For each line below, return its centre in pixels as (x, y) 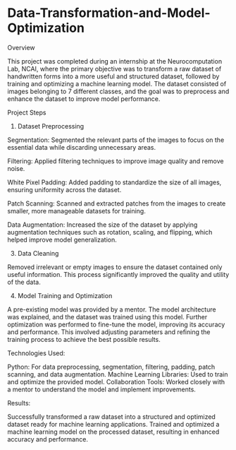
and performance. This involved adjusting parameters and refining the (109, 332)
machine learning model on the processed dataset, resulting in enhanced (113, 432)
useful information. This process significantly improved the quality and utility (118, 274)
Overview (21, 47)
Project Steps (27, 112)
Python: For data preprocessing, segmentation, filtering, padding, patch (111, 367)
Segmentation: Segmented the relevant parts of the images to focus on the (116, 140)
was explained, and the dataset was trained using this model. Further (107, 316)
